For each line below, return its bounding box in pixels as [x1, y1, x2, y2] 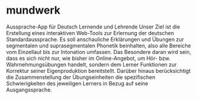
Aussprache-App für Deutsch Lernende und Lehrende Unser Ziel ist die [6, 23, 180, 30]
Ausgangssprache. [6, 86, 52, 93]
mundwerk [6, 4, 61, 17]
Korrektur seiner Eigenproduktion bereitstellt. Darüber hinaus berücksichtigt [6, 67, 191, 74]
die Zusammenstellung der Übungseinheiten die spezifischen [6, 74, 156, 81]
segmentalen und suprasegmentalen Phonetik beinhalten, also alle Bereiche [6, 42, 191, 49]
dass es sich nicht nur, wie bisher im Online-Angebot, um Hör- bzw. [6, 55, 170, 62]
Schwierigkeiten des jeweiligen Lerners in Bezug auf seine [6, 79, 148, 87]
